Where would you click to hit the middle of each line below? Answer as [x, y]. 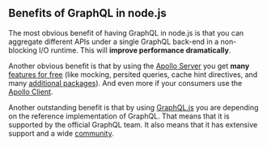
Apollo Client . [31, 92]
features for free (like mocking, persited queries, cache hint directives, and [133, 74]
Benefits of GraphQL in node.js [88, 13]
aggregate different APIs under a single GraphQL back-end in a [114, 41]
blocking [23, 50]
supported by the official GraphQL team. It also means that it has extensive [133, 124]
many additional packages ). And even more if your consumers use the [125, 83]
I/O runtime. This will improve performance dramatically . [135, 50]
